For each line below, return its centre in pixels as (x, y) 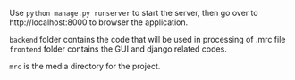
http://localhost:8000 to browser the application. (99, 22)
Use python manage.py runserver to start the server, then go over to (134, 13)
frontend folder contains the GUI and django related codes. (118, 49)
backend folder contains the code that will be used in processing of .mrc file (147, 40)
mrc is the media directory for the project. (85, 66)
